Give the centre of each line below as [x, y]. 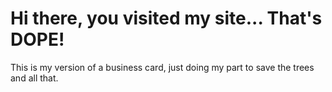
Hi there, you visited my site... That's [166, 18]
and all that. [34, 78]
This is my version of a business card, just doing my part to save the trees [162, 67]
